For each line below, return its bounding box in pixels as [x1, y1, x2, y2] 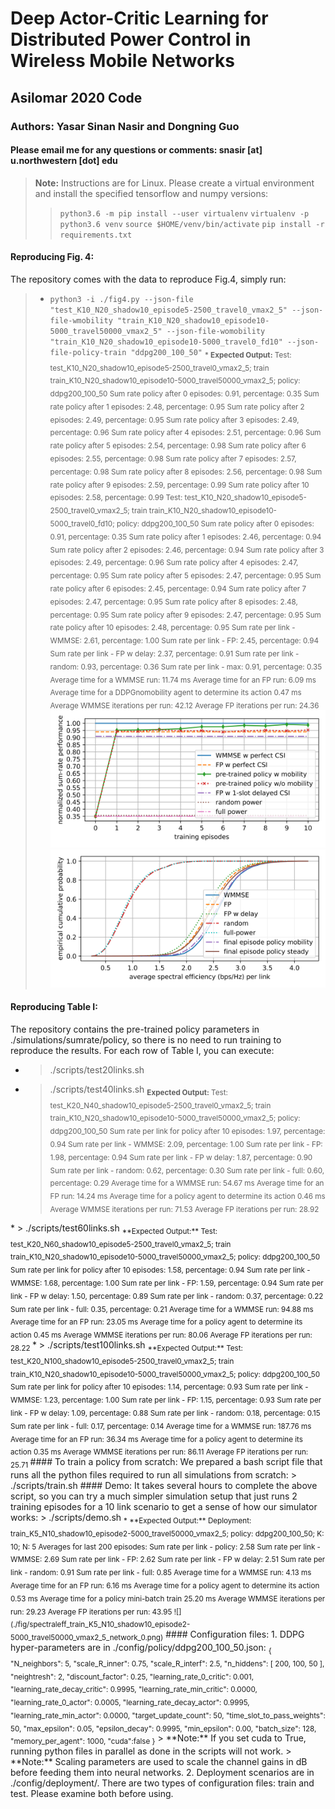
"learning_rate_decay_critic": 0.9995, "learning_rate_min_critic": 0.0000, [10, 1685, 258, 1695]
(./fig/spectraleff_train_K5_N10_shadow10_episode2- [10, 1620, 191, 1630]
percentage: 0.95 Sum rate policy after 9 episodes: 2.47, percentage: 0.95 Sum [49, 610, 322, 620]
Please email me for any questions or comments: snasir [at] [10, 144, 263, 156]
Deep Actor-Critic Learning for [10, 7, 269, 30]
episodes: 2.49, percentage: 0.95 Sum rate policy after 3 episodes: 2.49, [49, 415, 300, 425]
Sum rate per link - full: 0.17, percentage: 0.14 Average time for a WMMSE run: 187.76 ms [10, 1421, 312, 1431]
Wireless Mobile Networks [10, 50, 235, 72]
